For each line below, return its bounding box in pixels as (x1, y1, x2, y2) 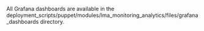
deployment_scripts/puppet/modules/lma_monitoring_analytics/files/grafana (6, 12, 199, 19)
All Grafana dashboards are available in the (6, 5, 115, 12)
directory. (40, 18, 65, 25)
